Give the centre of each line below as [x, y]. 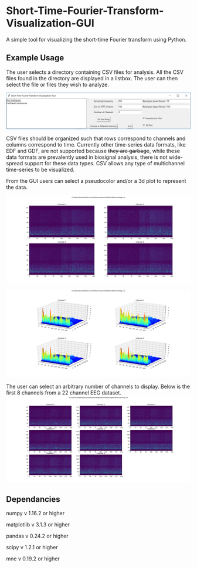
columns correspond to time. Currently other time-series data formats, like [96, 144]
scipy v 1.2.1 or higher [32, 547]
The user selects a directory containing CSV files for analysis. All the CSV [95, 72]
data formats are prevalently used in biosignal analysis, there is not [87, 157]
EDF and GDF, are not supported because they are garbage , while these [93, 151]
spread [15, 163]
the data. [17, 187]
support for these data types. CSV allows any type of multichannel [104, 163]
